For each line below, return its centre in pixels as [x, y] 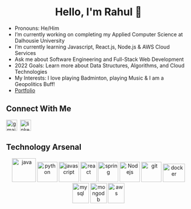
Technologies [31, 71]
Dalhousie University [40, 40]
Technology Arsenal [44, 147]
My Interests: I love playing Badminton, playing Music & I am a [89, 78]
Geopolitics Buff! [35, 84]
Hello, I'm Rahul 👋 [98, 12]
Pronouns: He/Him [37, 28]
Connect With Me [39, 109]
